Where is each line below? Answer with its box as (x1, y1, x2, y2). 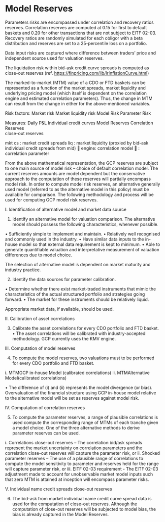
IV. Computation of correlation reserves (5, 404, 85, 411)
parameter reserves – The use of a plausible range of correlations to (5, 455, 144, 461)
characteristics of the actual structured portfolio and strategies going (5, 291, 145, 297)
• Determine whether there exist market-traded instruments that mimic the (5, 285, 156, 292)
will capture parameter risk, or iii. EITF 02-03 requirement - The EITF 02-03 (5, 466, 159, 472)
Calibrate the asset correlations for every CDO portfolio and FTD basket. (12, 325, 159, 331)
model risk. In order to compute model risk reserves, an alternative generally (5, 181, 161, 187)
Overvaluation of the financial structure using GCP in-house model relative (5, 389, 157, 396)
